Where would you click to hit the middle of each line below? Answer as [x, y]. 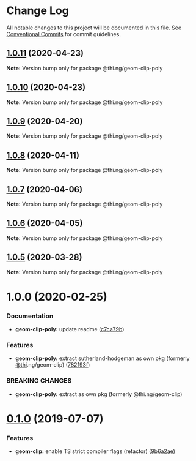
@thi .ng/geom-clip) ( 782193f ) [53, 365]
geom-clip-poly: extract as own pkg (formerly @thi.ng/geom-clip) [99, 394]
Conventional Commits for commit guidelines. [64, 34]
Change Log [38, 11]
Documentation [30, 316]
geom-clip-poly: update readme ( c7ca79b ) [70, 329]
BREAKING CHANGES [39, 381]
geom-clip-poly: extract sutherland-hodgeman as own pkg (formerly [102, 358]
